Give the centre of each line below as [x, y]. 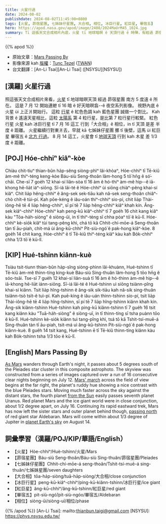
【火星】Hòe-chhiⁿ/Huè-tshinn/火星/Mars [55, 452]
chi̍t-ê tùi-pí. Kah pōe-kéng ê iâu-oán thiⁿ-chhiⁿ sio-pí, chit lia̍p [78, 199]
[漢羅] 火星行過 [28, 86]
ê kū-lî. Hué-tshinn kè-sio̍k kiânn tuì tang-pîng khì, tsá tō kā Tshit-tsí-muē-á [82, 319]
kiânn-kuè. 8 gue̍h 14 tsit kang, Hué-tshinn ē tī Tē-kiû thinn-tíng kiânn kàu [80, 330]
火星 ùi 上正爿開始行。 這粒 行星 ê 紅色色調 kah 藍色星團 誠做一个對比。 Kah [83, 111]
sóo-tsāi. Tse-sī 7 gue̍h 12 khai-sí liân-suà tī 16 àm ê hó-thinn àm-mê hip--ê [82, 278]
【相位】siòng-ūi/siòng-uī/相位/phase [51, 501]
